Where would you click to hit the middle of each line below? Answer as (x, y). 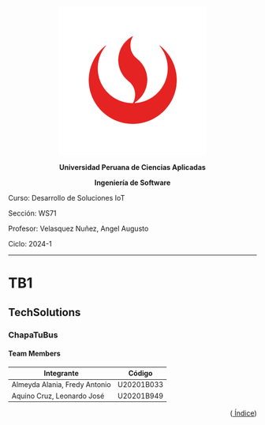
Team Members (34, 354)
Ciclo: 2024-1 (30, 244)
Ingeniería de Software (132, 182)
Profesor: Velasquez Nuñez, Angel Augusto (78, 228)
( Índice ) (243, 413)
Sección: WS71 (32, 213)
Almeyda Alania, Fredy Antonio (62, 385)
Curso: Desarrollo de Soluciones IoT (67, 198)
